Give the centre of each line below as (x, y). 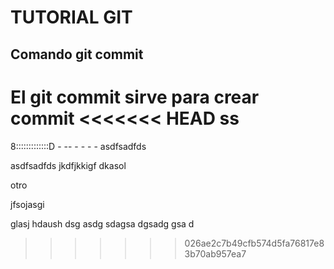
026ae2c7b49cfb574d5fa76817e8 (254, 243)
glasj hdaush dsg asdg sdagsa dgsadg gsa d (102, 223)
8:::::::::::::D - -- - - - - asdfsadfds (78, 146)
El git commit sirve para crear (135, 97)
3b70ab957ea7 (215, 253)
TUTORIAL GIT (71, 17)
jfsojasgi (27, 204)
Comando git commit (77, 54)
